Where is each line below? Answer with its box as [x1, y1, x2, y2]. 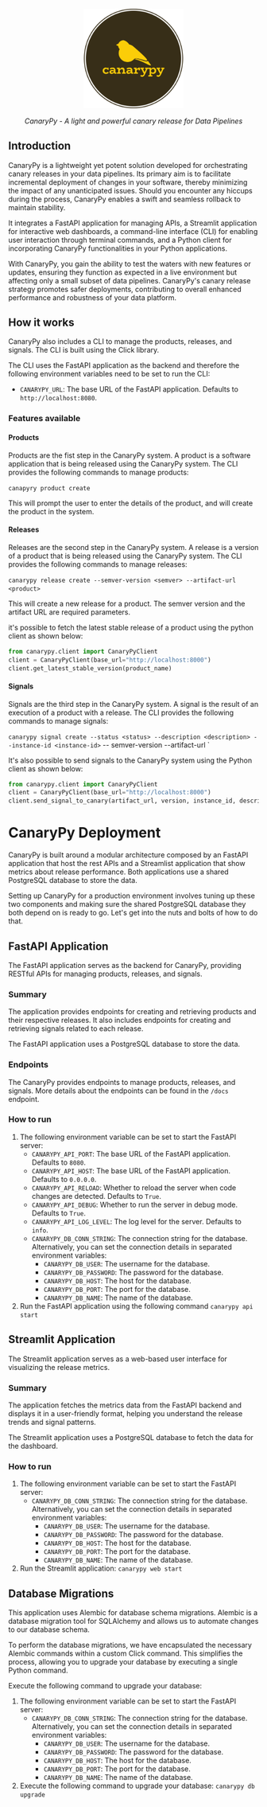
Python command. [8, 1665, 69, 1676]
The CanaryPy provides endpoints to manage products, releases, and [8, 1077, 236, 1087]
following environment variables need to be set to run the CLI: [8, 369, 211, 379]
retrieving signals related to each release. [8, 1024, 144, 1033]
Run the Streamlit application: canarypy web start [19, 1563, 183, 1573]
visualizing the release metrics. [8, 1362, 110, 1372]
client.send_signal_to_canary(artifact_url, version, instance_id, [8, 797, 237, 805]
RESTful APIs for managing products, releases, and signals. [8, 969, 203, 978]
